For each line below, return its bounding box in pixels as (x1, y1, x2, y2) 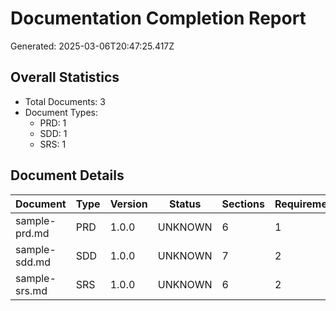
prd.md (15, 226, 50, 240)
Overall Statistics (10, 69, 120, 86)
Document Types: (24, 106, 98, 118)
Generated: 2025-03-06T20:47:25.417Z (10, 40, 175, 52)
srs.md (15, 283, 48, 297)
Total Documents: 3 (24, 95, 106, 107)
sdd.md (15, 255, 52, 269)
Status (168, 197, 202, 211)
